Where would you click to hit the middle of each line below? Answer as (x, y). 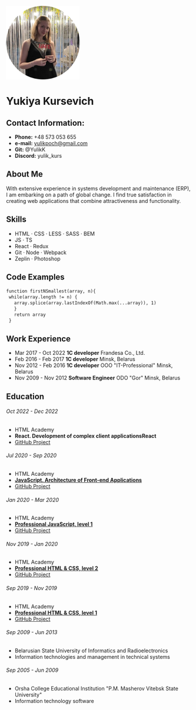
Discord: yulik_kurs (38, 156)
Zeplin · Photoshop (37, 258)
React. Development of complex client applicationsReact (85, 436)
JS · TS (23, 240)
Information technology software (54, 701)
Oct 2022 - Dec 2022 (32, 411)
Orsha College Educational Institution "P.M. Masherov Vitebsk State (96, 689)
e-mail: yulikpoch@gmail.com (51, 143)
